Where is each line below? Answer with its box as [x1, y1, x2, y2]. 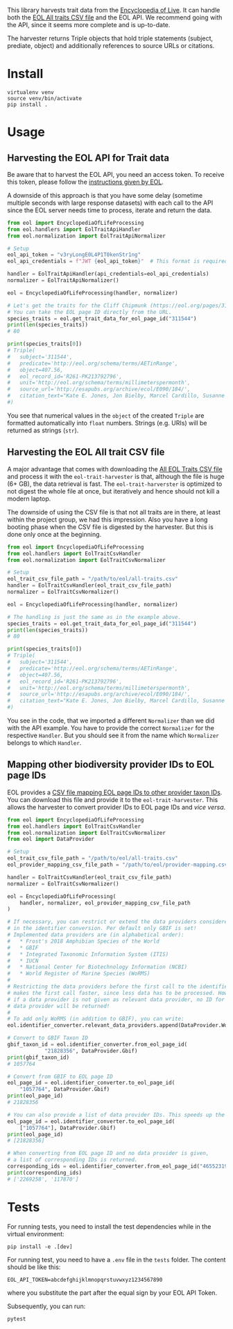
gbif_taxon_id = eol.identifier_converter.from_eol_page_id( [7, 1041, 188, 1048]
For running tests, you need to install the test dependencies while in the [7, 1222, 212, 1231]
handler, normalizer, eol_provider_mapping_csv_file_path [19, 899, 191, 906]
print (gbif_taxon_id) [7, 1054, 70, 1061]
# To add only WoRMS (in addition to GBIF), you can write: [7, 1016, 185, 1023]
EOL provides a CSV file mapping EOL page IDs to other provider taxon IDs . [7, 788, 223, 796]
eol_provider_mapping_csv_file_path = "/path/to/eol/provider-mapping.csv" [7, 861, 231, 869]
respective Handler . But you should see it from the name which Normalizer [7, 731, 220, 739]
